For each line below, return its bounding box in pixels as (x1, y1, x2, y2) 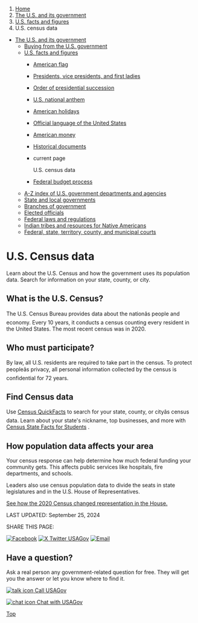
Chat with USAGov (36, 599, 83, 605)
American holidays (33, 108, 80, 114)
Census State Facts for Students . (6, 423, 90, 430)
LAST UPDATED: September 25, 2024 (6, 512, 101, 519)
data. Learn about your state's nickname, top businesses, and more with (6, 417, 186, 424)
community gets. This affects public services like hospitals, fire (6, 463, 163, 471)
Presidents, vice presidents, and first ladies (33, 73, 141, 79)
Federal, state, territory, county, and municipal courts (24, 228, 156, 236)
